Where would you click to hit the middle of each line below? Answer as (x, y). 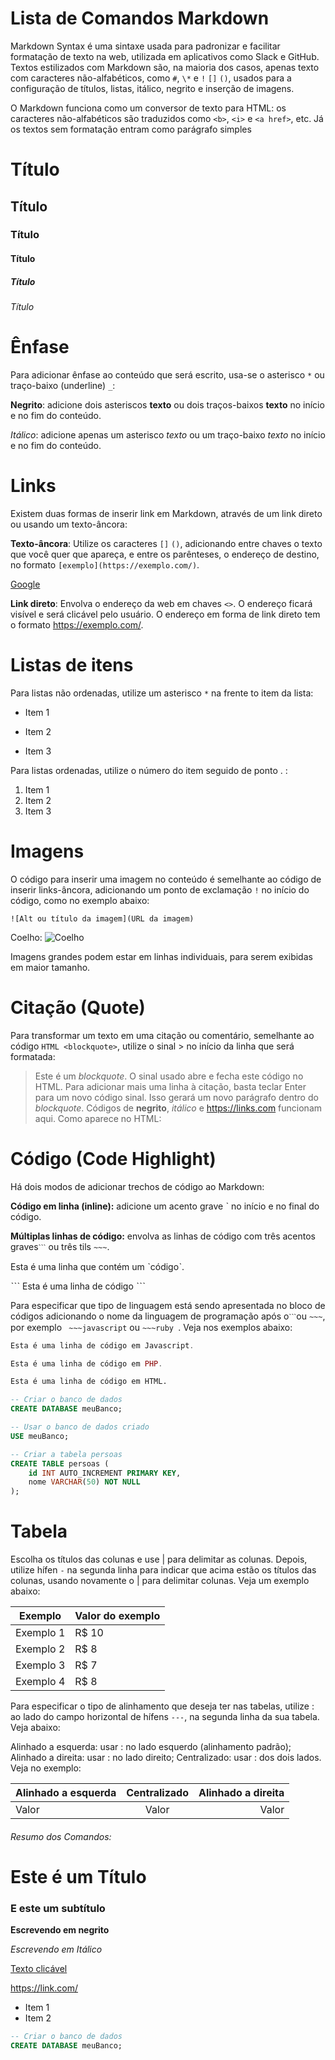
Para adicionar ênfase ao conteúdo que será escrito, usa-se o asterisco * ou (167, 374)
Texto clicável (39, 1969)
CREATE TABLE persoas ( (60, 1463)
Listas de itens (72, 665)
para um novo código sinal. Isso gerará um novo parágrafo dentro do (176, 1097)
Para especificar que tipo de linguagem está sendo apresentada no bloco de (168, 1305)
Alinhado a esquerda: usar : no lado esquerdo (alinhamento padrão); (151, 1747)
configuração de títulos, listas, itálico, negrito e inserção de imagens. (152, 88)
